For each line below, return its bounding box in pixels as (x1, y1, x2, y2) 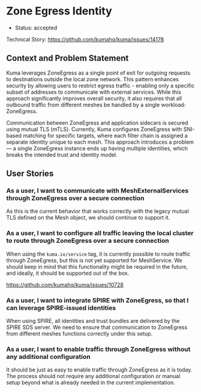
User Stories (6, 168, 54, 179)
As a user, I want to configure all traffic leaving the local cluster (6, 229, 194, 237)
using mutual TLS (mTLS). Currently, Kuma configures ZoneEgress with (6, 125, 182, 133)
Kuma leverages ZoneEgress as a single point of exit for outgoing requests (6, 69, 191, 76)
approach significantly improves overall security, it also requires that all (6, 94, 182, 102)
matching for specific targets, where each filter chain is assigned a (23, 132, 188, 139)
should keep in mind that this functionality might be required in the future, (6, 263, 188, 270)
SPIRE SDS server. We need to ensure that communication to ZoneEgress (6, 323, 188, 331)
